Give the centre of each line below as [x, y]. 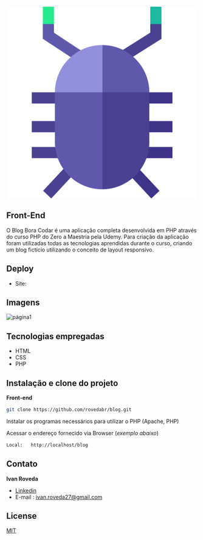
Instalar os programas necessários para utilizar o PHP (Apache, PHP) [93, 421]
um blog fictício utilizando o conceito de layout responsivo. [80, 250]
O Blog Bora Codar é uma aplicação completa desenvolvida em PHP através [101, 230]
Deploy [20, 269]
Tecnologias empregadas [55, 336]
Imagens [23, 303]
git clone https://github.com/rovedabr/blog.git [69, 410]
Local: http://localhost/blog [47, 445]
